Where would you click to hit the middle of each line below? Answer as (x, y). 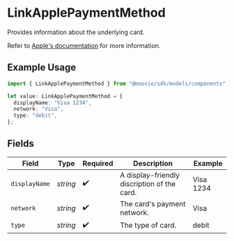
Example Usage (42, 68)
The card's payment (153, 203)
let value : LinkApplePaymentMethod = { (65, 96)
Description (153, 163)
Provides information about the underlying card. (76, 32)
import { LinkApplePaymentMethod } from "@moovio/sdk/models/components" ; (118, 84)
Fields (21, 144)
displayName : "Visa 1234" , (53, 102)
